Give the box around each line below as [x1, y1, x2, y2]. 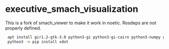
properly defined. [5, 25, 41, 31]
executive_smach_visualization [5, 3, 138, 15]
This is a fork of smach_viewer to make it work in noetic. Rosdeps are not [5, 20, 156, 26]
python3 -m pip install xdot [7, 39, 69, 44]
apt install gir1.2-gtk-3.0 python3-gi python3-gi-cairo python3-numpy [7, 35, 161, 40]
